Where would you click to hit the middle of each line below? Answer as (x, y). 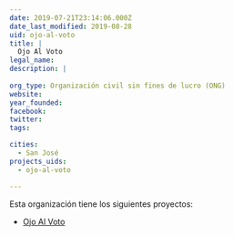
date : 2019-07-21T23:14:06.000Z (71, 18)
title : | (26, 43)
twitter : (26, 119)
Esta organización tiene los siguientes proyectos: (102, 204)
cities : (24, 145)
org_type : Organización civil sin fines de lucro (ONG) (117, 86)
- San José (38, 153)
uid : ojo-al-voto (42, 35)
